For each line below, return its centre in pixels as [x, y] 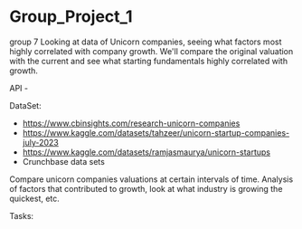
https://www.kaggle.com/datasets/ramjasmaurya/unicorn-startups [146, 152]
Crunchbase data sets [64, 161]
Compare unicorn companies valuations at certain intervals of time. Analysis [151, 179]
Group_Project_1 [71, 17]
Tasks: [22, 215]
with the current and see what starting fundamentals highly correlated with [148, 61]
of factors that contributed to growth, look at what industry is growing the [146, 188]
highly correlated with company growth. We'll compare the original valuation [151, 51]
